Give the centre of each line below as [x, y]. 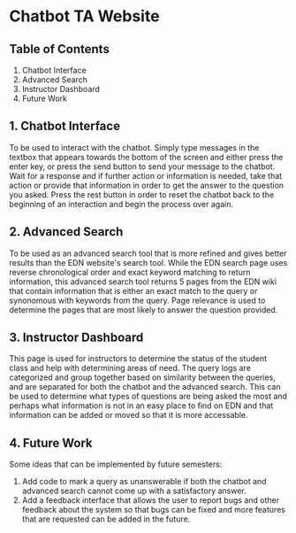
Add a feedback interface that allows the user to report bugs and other [151, 500]
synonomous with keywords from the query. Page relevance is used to [137, 300]
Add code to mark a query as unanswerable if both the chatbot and [144, 482]
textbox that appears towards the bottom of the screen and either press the [146, 157]
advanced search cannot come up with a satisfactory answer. [134, 491]
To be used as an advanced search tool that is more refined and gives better [148, 253]
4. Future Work [51, 443]
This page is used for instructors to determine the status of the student [138, 359]
